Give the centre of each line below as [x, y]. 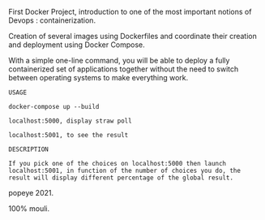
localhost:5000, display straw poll [70, 121]
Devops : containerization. [52, 20]
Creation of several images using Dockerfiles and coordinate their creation [132, 36]
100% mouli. [29, 209]
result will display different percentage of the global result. [121, 178]
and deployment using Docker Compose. [77, 45]
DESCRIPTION [28, 149]
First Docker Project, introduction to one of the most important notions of [130, 12]
